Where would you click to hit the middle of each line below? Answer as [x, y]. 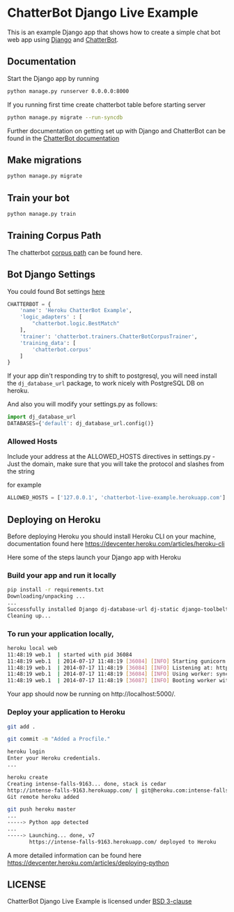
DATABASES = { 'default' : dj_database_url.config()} [81, 424]
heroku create [28, 777]
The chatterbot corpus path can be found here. [75, 252]
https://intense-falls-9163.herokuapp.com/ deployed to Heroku [123, 842]
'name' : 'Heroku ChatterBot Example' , [76, 311]
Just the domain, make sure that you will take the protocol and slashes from [116, 464]
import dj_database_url [42, 417]
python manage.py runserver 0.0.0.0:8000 [68, 91]
